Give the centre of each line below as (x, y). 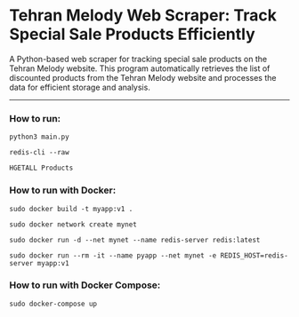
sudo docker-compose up (53, 304)
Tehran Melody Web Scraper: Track (143, 16)
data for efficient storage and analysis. (80, 87)
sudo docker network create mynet (73, 224)
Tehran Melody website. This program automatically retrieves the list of (140, 68)
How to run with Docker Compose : (85, 285)
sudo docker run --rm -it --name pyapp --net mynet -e (113, 255)
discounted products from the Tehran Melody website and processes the (143, 77)
